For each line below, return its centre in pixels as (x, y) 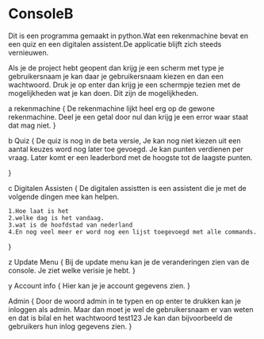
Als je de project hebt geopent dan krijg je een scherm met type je (116, 67)
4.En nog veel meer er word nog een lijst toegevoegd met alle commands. (133, 232)
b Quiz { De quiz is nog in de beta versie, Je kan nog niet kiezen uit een (124, 140)
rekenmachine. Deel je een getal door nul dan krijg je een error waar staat (128, 116)
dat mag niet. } (32, 125)
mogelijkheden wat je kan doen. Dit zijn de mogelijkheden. (103, 93)
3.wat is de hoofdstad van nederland (71, 225)
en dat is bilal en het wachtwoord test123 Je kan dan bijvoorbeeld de (121, 318)
